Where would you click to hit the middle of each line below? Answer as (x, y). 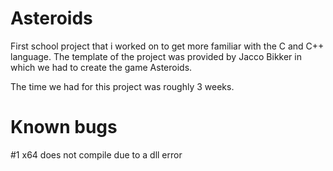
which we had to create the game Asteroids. (101, 67)
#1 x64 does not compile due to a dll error (96, 154)
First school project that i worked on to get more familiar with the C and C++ (167, 46)
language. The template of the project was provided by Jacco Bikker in (156, 56)
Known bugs (64, 127)
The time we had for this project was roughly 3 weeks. (122, 86)
